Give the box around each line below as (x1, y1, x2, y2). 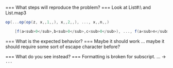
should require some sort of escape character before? (5, 43, 120, 50)
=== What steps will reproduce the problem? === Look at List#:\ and (5, 5, 151, 10)
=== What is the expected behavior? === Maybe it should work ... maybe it (5, 38, 165, 44)
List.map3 (5, 10, 27, 16)
